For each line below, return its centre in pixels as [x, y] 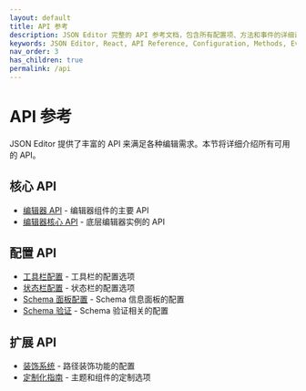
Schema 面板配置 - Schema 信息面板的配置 [103, 299]
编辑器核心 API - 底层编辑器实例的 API [94, 221]
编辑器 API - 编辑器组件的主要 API [86, 210]
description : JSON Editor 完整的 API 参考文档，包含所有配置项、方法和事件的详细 [152, 35]
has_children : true [46, 60]
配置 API [33, 253]
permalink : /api [40, 69]
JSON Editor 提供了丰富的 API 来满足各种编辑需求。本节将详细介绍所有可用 [150, 143]
